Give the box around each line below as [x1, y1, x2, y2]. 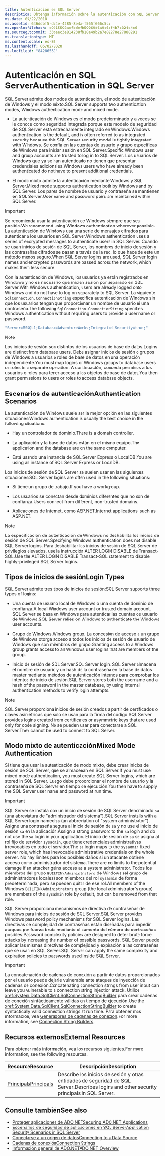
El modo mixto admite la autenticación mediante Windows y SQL [12, 178, 143, 184]
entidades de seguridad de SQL [58, 1077, 131, 1084]
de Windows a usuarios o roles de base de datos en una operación [5, 354, 140, 360]
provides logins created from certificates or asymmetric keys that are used [5, 717, 156, 723]
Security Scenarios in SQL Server [12, 1129, 80, 1135]
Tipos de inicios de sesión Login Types [5, 573, 125, 581]
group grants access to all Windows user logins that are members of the [12, 647, 159, 652]
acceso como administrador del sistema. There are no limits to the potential [5, 859, 156, 865]
